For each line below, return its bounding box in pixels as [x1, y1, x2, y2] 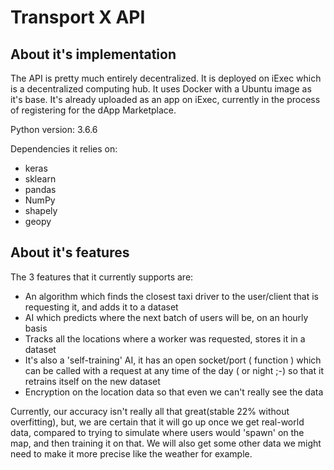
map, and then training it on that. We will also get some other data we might [10, 437, 322, 449]
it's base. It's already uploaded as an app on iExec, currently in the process [10, 94, 321, 105]
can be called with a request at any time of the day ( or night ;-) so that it [24, 364, 324, 376]
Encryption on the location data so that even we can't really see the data [24, 386, 324, 398]
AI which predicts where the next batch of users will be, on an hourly [24, 311, 309, 323]
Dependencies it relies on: [10, 143, 118, 155]
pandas [24, 184, 57, 195]
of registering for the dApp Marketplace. [10, 104, 177, 116]
